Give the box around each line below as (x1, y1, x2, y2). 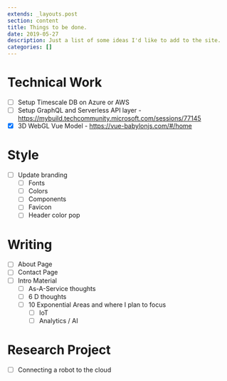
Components (28, 195, 66, 203)
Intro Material (17, 276, 57, 285)
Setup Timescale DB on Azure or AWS (17, 98, 130, 106)
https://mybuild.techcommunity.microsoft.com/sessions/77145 (17, 114, 201, 123)
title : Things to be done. (7, 24, 88, 31)
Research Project (7, 342, 111, 358)
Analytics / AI (38, 316, 78, 325)
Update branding (17, 171, 68, 179)
